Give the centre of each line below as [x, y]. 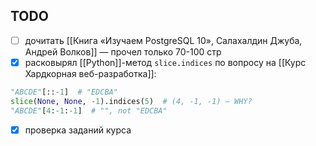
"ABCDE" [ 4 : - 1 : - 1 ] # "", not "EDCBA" [89, 110]
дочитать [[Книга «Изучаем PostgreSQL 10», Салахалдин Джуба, [163, 40]
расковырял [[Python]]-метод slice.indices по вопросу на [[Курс [165, 62]
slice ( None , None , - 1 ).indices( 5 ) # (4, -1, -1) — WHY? [131, 101]
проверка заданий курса [78, 130]
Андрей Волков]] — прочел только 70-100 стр [123, 51]
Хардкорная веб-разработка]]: [90, 73]
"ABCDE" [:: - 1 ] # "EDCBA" [64, 92]
